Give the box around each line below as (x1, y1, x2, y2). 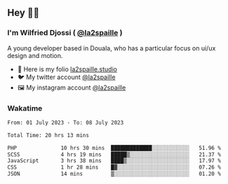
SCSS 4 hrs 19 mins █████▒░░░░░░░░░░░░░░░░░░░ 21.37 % (7, 151, 221, 158)
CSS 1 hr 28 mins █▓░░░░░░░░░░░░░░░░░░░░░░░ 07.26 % (7, 164, 221, 171)
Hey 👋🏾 (7, 7, 40, 19)
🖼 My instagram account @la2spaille (17, 83, 126, 92)
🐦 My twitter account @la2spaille (17, 73, 116, 81)
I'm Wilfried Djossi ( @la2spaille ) (7, 28, 123, 38)
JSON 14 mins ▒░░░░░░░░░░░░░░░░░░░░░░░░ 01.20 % (7, 171, 221, 178)
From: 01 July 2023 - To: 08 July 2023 (7, 119, 124, 126)
